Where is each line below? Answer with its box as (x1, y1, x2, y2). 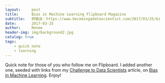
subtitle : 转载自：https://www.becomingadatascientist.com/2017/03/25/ (5, 16, 156, 21)
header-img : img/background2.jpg (5, 30, 74, 35)
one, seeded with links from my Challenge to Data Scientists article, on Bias (5, 67, 158, 73)
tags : (5, 39, 16, 44)
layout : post (5, 7, 41, 12)
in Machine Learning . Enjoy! (5, 72, 61, 78)
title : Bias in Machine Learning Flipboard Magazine (5, 12, 126, 17)
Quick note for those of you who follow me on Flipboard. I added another (5, 62, 152, 68)
